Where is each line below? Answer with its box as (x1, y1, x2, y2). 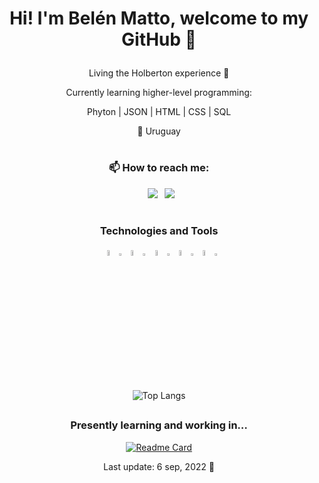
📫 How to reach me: (108, 161, 210, 175)
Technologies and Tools (99, 223, 219, 237)
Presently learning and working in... (70, 418, 248, 432)
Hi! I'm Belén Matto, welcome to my (9, 7, 309, 30)
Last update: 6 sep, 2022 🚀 (103, 460, 215, 472)
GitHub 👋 (121, 28, 197, 51)
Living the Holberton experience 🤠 (88, 67, 230, 79)
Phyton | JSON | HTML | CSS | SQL (86, 106, 232, 118)
